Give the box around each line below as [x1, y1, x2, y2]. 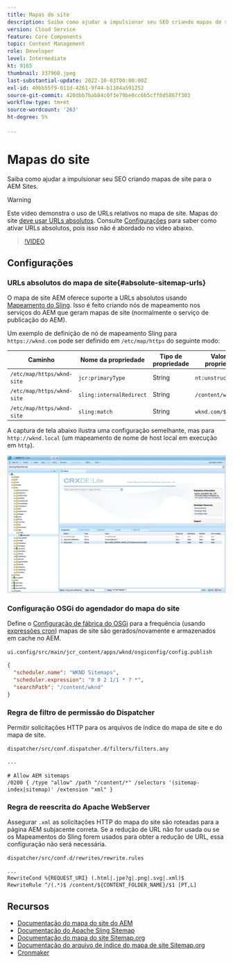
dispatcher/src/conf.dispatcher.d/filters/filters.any [7, 746, 169, 753]
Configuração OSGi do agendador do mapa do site [7, 604, 180, 613]
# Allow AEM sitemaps [7, 772, 70, 780]
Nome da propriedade [80, 356, 146, 364]
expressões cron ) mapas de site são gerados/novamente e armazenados [7, 627, 216, 635]
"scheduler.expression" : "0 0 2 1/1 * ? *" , [13, 676, 144, 683]
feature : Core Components [7, 33, 82, 40]
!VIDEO [24, 237, 45, 246]
